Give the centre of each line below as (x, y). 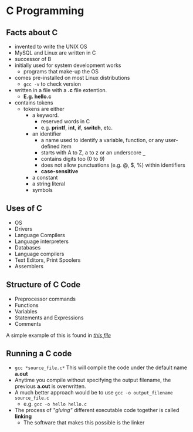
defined (50, 146)
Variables (26, 311)
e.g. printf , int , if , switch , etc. (77, 128)
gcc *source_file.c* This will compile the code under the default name (101, 367)
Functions (27, 305)
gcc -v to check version (52, 84)
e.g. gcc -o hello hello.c (55, 404)
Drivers (23, 229)
